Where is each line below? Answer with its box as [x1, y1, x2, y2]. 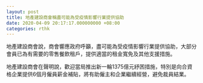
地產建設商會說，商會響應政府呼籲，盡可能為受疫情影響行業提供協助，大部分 [6, 43, 197, 50]
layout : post [6, 8, 39, 15]
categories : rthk [6, 25, 50, 32]
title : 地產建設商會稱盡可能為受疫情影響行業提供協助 [6, 14, 124, 20]
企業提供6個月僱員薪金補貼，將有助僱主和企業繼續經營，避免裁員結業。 [11, 70, 190, 78]
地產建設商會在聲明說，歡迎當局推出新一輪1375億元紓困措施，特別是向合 [6, 63, 187, 70]
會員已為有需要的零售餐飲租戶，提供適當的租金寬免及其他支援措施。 [6, 51, 176, 58]
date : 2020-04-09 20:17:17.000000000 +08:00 [6, 20, 120, 26]
